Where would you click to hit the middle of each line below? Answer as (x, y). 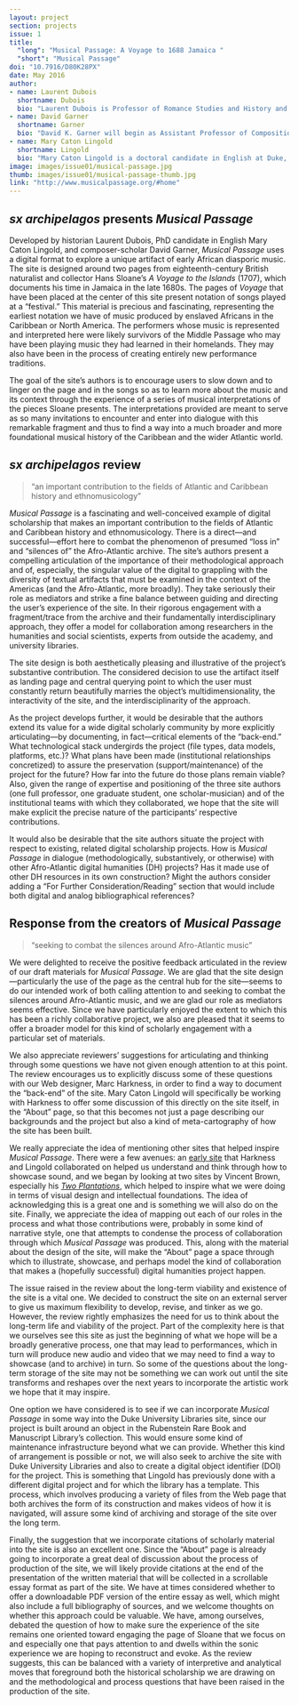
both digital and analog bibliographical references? (102, 896)
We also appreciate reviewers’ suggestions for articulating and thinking (139, 1055)
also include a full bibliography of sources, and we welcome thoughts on (142, 1605)
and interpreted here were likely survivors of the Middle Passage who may (145, 334)
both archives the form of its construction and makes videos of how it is (141, 1503)
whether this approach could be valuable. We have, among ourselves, (137, 1615)
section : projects (43, 26)
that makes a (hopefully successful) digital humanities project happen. (137, 1271)
